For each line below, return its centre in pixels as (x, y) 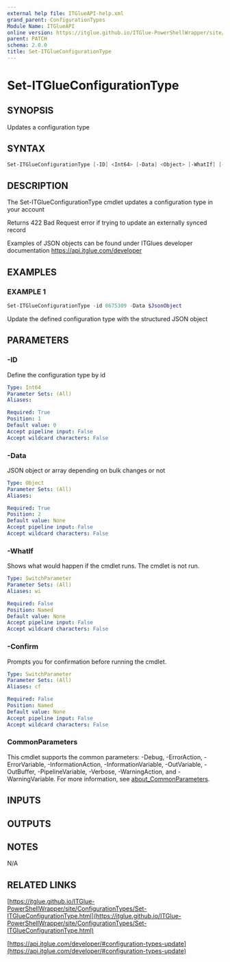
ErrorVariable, (27, 764)
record (16, 230)
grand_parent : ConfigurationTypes (56, 20)
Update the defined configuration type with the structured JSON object (107, 318)
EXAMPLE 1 (27, 292)
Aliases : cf (24, 687)
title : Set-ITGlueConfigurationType (59, 52)
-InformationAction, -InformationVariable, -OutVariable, (125, 764)
